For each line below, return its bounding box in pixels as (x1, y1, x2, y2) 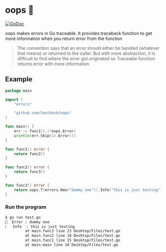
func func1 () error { (5, 146, 50, 152)
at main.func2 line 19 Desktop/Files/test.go (25, 233, 121, 238)
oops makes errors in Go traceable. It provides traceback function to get (5, 30, 152, 36)
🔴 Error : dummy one (5, 219, 50, 224)
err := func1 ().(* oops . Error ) (14, 129, 77, 134)
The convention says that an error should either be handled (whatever (17, 45, 160, 51)
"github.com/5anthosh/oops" (14, 110, 72, 115)
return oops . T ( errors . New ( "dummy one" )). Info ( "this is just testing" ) (14, 187, 163, 192)
